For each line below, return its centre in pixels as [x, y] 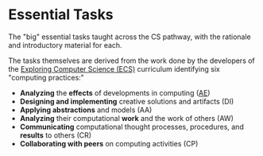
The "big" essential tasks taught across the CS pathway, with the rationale [130, 37]
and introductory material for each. [65, 45]
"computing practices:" [46, 77]
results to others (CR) [56, 135]
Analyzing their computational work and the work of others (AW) [127, 118]
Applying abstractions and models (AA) [86, 110]
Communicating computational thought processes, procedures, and [131, 127]
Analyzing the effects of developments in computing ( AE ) [115, 92]
